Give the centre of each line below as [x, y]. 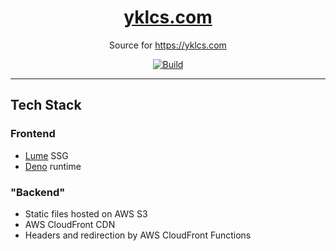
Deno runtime [53, 166]
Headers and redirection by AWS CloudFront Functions [138, 235]
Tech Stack [46, 105]
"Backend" [38, 192]
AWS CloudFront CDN [70, 224]
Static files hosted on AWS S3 [86, 213]
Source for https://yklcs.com [168, 45]
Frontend [33, 134]
